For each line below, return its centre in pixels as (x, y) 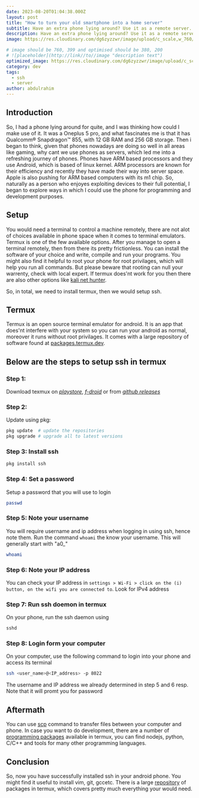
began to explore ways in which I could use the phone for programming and (99, 190)
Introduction (30, 113)
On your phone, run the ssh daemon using (58, 617)
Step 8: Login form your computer (56, 644)
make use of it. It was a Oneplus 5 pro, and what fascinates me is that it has (98, 133)
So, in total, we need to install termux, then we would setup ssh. (84, 291)
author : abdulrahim (30, 89)
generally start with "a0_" (37, 543)
